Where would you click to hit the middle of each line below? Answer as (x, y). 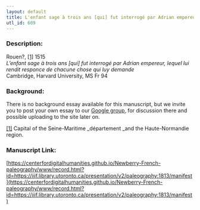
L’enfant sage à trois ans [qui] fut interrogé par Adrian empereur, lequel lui (98, 63)
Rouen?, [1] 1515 (26, 57)
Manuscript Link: (31, 150)
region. (15, 134)
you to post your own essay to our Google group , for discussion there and (97, 110)
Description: (24, 44)
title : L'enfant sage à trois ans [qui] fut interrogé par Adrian (90, 17)
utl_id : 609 (21, 23)
